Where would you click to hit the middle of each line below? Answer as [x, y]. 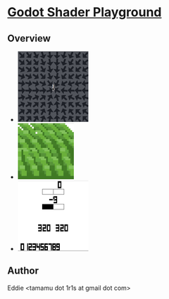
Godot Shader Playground [84, 12]
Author [23, 271]
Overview [29, 38]
